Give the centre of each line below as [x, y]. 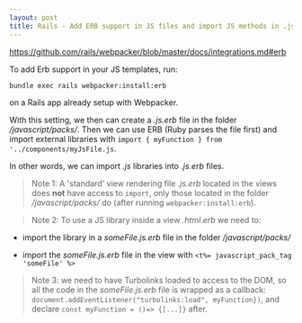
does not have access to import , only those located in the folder [150, 193]
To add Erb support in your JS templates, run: [93, 69]
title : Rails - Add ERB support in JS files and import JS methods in [144, 26]
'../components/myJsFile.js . [63, 148]
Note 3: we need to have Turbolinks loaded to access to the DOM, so [159, 281]
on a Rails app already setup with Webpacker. [94, 103]
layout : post [34, 18]
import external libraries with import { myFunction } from [116, 139]
